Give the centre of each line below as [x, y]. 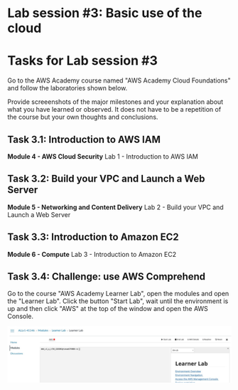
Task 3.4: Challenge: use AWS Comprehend [107, 276]
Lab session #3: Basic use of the [105, 13]
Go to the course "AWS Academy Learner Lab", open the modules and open [118, 294]
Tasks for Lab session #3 [83, 61]
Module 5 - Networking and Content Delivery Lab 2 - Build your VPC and [115, 207]
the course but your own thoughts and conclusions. [83, 117]
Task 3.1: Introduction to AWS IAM [84, 139]
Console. [21, 316]
